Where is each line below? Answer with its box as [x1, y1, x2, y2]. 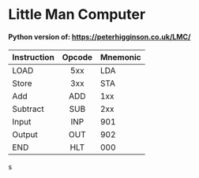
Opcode [62, 52, 93, 63]
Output [12, 129, 38, 140]
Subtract [12, 104, 45, 115]
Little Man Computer [8, 6, 146, 24]
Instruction [12, 52, 55, 63]
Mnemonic [99, 52, 141, 63]
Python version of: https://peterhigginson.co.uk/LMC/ [8, 32, 191, 41]
